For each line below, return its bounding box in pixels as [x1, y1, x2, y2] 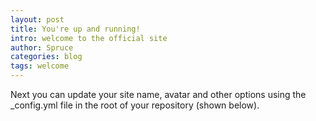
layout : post [10, 14, 65, 25]
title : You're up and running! [10, 24, 141, 34]
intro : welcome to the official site [10, 33, 168, 43]
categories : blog [10, 52, 83, 62]
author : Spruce [10, 42, 74, 53]
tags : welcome [10, 61, 70, 71]
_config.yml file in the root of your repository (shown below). [10, 99, 260, 111]
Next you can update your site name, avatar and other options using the [10, 89, 307, 100]
